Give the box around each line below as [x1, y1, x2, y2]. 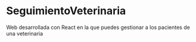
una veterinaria [6, 30, 43, 37]
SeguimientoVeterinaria [6, 4, 126, 18]
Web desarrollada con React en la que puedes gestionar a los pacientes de [6, 24, 191, 31]
